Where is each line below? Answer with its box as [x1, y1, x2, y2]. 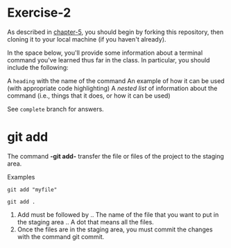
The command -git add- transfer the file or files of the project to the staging [7, 152, 224, 160]
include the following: [7, 63, 69, 71]
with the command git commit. [17, 232, 105, 240]
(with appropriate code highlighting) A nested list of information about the [7, 84, 218, 92]
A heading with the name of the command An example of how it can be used [7, 76, 225, 85]
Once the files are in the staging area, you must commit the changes [17, 225, 213, 233]
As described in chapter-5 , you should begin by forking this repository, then [7, 28, 224, 36]
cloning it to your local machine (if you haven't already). [7, 35, 166, 43]
